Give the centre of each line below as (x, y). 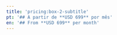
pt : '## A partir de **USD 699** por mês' (59, 17)
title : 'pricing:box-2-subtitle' (48, 12)
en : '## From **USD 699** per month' (53, 23)
